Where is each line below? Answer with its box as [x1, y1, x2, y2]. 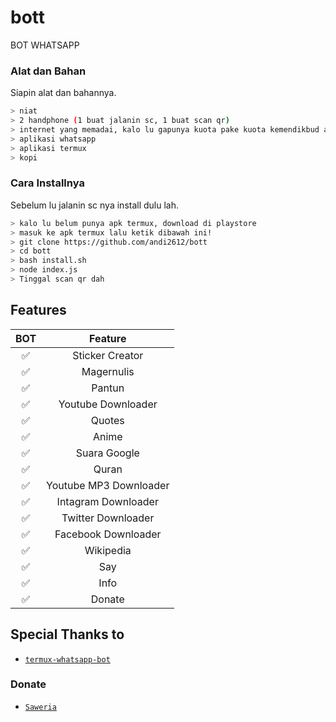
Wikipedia [84, 543, 132, 557]
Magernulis [81, 364, 135, 378]
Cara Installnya [10, 176, 85, 190]
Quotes [90, 413, 125, 427]
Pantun [91, 381, 125, 395]
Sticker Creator [72, 348, 144, 362]
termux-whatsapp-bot [24, 654, 111, 665]
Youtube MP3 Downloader [46, 478, 170, 492]
